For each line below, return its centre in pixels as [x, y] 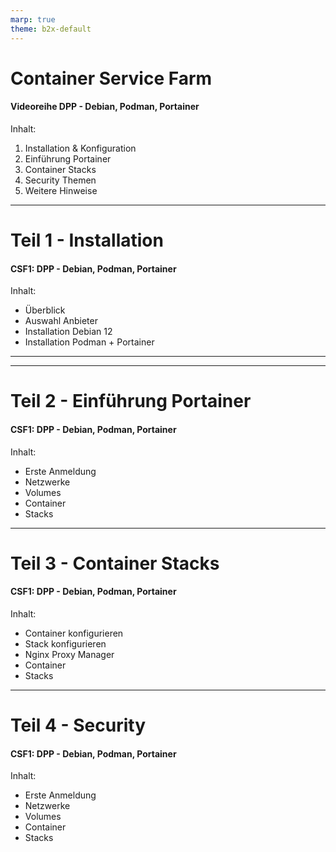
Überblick [45, 310]
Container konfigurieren [74, 633]
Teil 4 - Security [78, 725]
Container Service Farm [111, 78]
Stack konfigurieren [65, 644]
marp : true [33, 19]
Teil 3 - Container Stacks [115, 563]
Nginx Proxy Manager [69, 655]
